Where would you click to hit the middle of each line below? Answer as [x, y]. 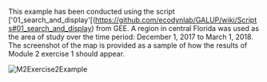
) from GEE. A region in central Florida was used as [175, 28]
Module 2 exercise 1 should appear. [67, 54]
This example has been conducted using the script [92, 12]
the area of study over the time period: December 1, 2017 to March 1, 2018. [131, 37]
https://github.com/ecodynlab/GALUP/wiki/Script [176, 20]
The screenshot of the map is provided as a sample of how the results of [128, 45]
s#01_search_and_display [50, 28]
